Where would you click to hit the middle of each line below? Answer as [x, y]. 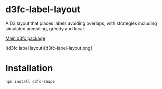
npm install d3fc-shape [30, 81]
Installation [29, 68]
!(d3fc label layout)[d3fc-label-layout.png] [49, 48]
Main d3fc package [25, 38]
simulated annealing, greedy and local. [45, 28]
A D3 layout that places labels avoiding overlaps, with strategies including [81, 23]
